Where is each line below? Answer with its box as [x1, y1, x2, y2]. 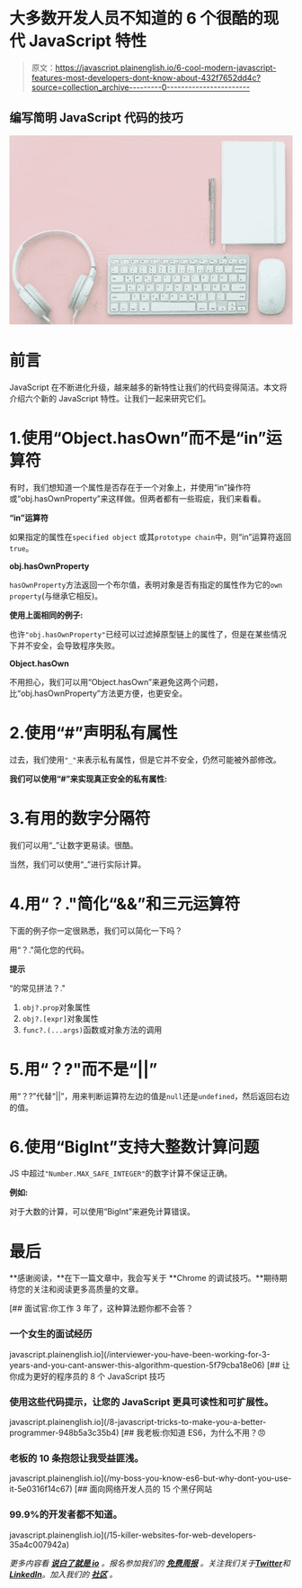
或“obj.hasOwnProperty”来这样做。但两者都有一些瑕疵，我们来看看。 [9, 492, 267, 504]
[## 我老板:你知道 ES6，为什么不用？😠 [120, 1428, 267, 1438]
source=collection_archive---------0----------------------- [31, 82, 250, 93]
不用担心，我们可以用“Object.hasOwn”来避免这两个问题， [9, 676, 223, 687]
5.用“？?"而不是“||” [9, 1059, 158, 1079]
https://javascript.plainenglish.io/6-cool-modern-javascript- [55, 62, 277, 73]
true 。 [9, 542, 34, 554]
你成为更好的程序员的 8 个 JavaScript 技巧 [9, 1370, 165, 1382]
